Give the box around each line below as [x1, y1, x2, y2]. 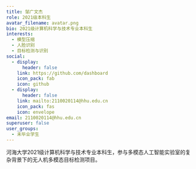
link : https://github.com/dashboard [17, 70, 109, 76]
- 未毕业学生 [11, 131, 40, 138]
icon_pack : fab [17, 76, 55, 82]
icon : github [17, 82, 50, 87]
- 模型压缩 [11, 37, 35, 43]
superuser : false [6, 120, 50, 126]
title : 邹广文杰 [6, 8, 43, 15]
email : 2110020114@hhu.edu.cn [6, 114, 82, 120]
